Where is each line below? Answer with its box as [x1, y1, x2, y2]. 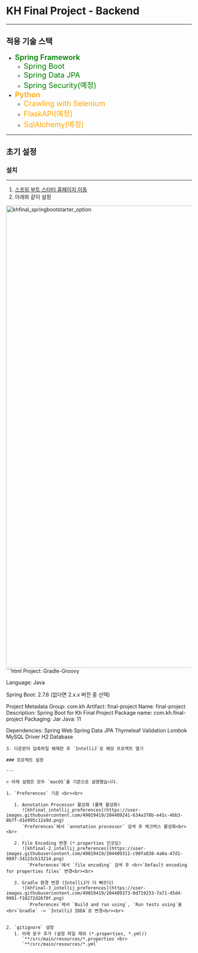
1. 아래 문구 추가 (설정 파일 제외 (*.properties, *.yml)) [14, 931, 147, 937]
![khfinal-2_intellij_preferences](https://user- [21, 845, 146, 852]
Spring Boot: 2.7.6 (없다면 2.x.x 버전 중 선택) [6, 691, 110, 698]
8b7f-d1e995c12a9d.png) [6, 818, 65, 824]
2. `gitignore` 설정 [6, 925, 54, 931]
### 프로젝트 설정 [6, 757, 44, 763]
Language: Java [6, 679, 45, 686]
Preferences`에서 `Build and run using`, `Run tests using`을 [29, 902, 182, 908]
